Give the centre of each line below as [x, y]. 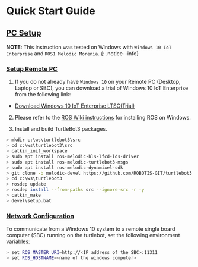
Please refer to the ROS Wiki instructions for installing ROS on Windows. [103, 118]
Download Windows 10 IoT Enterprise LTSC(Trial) [75, 106]
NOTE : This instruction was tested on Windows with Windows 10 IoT [89, 47]
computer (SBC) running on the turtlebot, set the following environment [93, 235]
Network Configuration [40, 216]
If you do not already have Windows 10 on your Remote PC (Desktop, [98, 82]
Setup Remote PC [32, 68]
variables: [18, 241]
